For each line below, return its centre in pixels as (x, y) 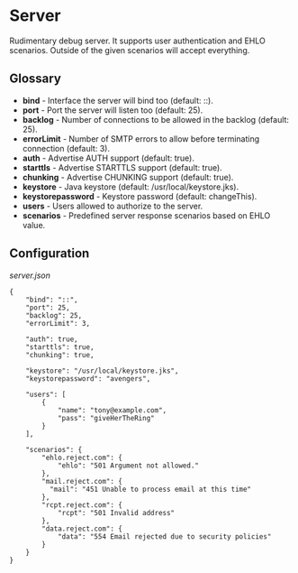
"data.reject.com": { (82, 529)
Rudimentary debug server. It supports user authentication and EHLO (137, 41)
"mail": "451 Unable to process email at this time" (150, 489)
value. (34, 225)
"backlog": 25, (54, 315)
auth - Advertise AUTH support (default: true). (108, 158)
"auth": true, (52, 339)
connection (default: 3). (66, 148)
